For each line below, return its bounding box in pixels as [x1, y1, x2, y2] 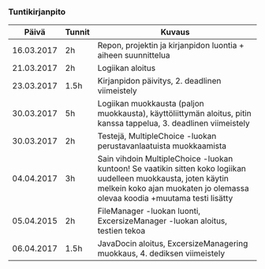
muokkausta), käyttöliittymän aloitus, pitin [97, 108, 252, 119]
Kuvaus [160, 27, 190, 38]
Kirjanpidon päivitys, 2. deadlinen [97, 76, 222, 87]
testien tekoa [97, 226, 146, 237]
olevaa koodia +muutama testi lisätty [97, 192, 233, 204]
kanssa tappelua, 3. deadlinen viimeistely [97, 118, 250, 129]
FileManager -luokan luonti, [97, 206, 201, 217]
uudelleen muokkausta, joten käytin [97, 173, 229, 184]
